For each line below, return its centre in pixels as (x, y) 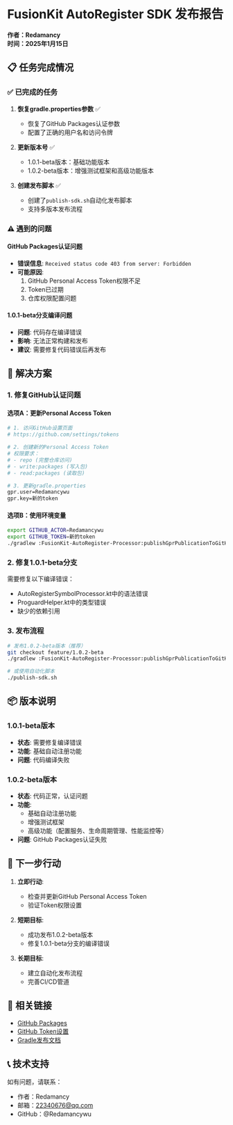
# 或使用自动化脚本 (31, 671)
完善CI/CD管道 (48, 982)
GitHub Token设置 (43, 1031)
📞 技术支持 (28, 1064)
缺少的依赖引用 (38, 611)
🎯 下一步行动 (34, 864)
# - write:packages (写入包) (48, 466)
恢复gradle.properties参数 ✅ (59, 109)
